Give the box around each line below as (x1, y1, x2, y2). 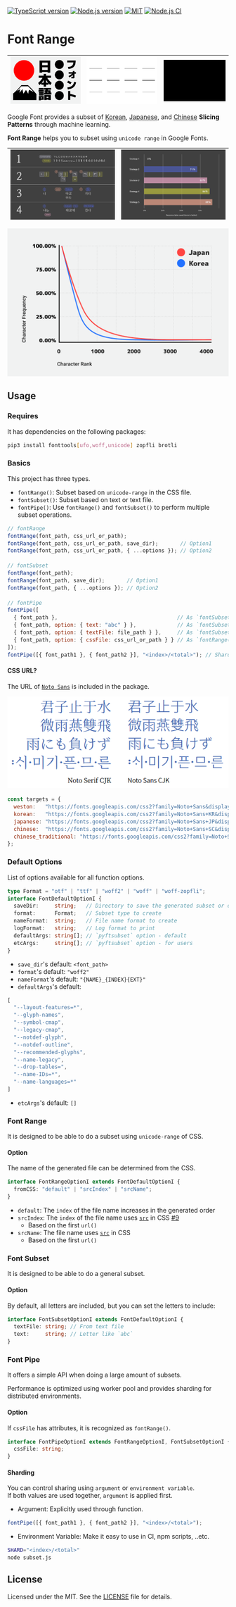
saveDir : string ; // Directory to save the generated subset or (13, 902, 225, 910)
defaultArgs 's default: (17, 982, 82, 991)
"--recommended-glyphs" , (13, 1049, 86, 1056)
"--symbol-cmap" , (13, 1019, 65, 1026)
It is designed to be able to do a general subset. (7, 1270, 145, 1278)
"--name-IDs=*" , (13, 1071, 61, 1078)
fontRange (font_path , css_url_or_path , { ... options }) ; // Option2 (7, 547, 212, 554)
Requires (7, 411, 39, 421)
